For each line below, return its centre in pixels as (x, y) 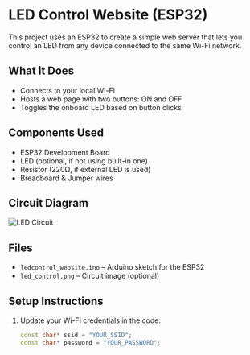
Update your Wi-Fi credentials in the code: (90, 320)
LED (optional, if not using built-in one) (84, 161)
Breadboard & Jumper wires (67, 178)
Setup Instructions (56, 301)
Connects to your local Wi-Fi (67, 90)
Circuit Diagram (48, 203)
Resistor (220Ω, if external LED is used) (85, 169)
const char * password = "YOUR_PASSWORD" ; (90, 343)
